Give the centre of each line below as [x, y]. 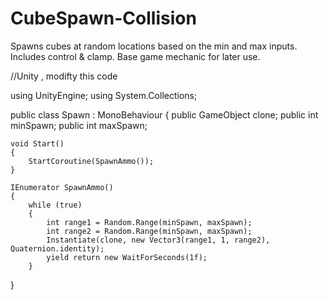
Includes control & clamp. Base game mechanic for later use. [135, 56]
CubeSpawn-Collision [103, 18]
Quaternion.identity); [57, 248]
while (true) [55, 205]
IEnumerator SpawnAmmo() [62, 187]
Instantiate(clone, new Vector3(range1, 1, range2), [158, 240]
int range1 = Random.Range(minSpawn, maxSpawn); [149, 222]
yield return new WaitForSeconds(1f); [127, 257]
